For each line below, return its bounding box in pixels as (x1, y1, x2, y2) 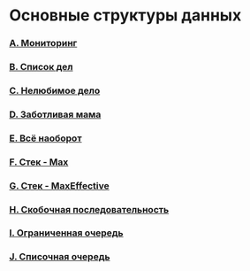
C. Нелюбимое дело (9, 84, 101, 97)
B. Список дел (9, 61, 73, 74)
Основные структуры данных (9, 5, 242, 26)
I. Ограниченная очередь (9, 227, 124, 239)
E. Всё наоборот (9, 132, 82, 144)
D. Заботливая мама (9, 108, 102, 120)
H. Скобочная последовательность (9, 203, 170, 215)
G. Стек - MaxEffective (9, 179, 110, 191)
